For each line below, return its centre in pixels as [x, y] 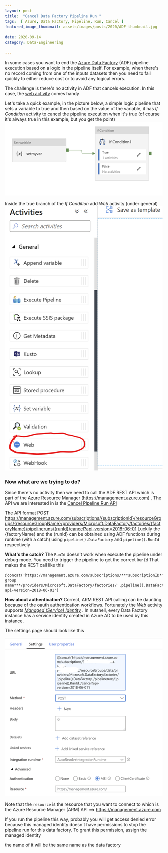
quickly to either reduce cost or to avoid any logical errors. [65, 78]
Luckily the [149, 529]
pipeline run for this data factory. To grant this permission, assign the [76, 830]
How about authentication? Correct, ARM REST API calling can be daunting [83, 600]
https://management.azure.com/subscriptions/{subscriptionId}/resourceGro [83, 518]
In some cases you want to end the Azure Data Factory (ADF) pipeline [77, 62]
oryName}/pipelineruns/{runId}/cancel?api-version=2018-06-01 [71, 529]
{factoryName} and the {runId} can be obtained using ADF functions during [83, 534]
